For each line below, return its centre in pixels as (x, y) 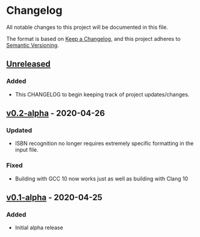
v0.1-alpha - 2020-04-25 (54, 197)
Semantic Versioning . (33, 45)
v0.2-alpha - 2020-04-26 (56, 113)
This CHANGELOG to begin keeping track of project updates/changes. (102, 94)
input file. (27, 150)
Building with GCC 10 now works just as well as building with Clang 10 (102, 179)
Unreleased (29, 64)
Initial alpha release (39, 228)
